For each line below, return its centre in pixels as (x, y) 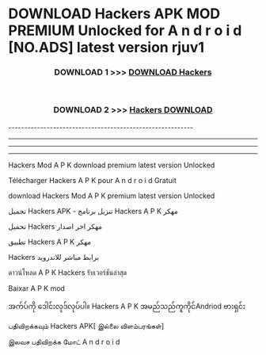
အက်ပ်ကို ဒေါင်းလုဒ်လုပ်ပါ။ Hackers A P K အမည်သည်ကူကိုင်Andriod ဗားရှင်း (127, 306)
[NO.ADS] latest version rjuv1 (106, 48)
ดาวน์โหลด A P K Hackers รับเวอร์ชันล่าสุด (68, 272)
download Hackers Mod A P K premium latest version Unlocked (112, 196)
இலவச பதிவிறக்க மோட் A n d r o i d (64, 342)
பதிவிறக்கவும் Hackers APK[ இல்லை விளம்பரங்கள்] (86, 326)
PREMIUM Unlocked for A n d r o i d (125, 31)
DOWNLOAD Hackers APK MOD (114, 14)
